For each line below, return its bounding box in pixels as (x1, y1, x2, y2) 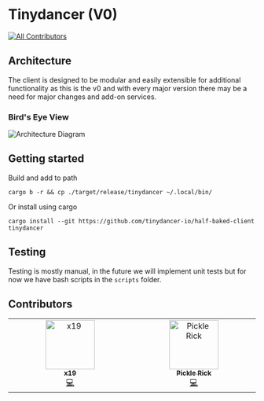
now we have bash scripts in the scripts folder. (8, 274, 162, 284)
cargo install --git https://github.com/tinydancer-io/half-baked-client (8, 217, 255, 225)
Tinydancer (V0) (8, 6, 118, 24)
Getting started (8, 152, 85, 166)
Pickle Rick (176, 369, 212, 378)
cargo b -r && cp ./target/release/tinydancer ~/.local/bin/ (8, 188, 213, 196)
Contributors (8, 297, 73, 311)
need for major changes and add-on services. (8, 92, 157, 101)
